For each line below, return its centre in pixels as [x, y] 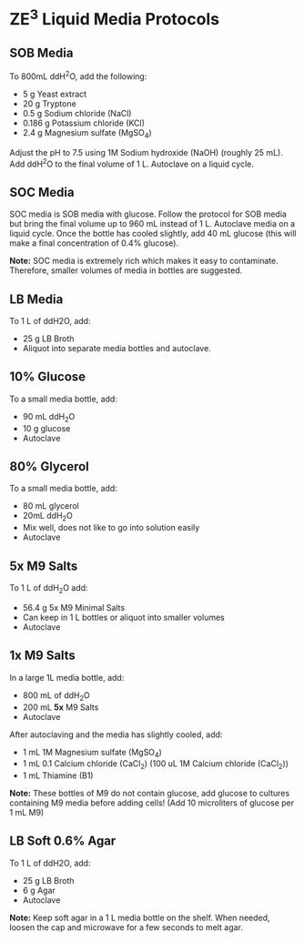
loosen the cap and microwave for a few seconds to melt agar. [127, 927]
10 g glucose [46, 428]
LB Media [36, 299]
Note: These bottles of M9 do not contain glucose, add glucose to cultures [150, 794]
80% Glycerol [49, 466]
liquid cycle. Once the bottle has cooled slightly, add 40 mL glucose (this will [153, 234]
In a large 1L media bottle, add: [67, 677]
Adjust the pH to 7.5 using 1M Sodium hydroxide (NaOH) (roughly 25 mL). [147, 152]
